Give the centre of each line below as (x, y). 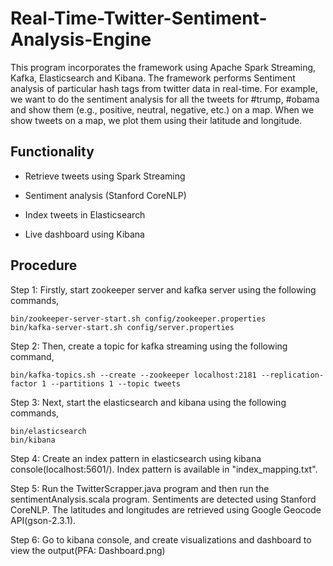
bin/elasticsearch (48, 431)
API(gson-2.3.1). (43, 520)
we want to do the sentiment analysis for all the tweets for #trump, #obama (165, 99)
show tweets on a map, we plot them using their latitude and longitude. (156, 120)
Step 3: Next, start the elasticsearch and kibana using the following (148, 402)
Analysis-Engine (81, 39)
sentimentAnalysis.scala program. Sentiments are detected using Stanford (163, 499)
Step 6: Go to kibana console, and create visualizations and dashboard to (161, 539)
